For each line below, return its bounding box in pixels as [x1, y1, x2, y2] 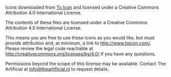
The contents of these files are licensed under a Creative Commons [5, 20, 148, 25]
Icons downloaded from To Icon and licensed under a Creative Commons [5, 5, 159, 10]
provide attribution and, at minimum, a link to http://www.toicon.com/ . [5, 40, 152, 46]
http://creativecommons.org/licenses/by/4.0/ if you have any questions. [5, 51, 156, 57]
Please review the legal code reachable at [5, 46, 93, 51]
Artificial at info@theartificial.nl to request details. [5, 66, 109, 72]
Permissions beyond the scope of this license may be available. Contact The [5, 61, 166, 66]
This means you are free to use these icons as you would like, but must [5, 35, 155, 41]
